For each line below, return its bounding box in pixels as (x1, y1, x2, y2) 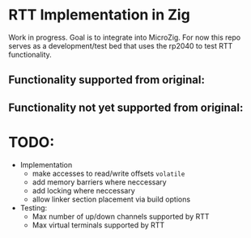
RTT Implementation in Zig (8, 6, 190, 24)
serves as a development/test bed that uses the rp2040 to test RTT (8, 40, 233, 50)
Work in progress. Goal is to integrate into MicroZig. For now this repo (8, 32, 241, 42)
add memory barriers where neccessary (32, 176, 168, 187)
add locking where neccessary (32, 185, 135, 195)
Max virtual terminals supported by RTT (32, 220, 165, 230)
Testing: (19, 202, 48, 212)
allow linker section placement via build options (32, 194, 191, 204)
